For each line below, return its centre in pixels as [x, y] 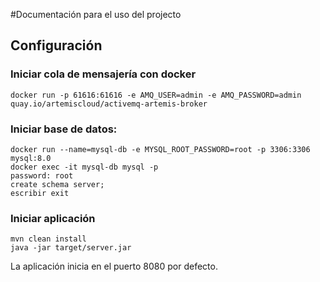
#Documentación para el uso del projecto [96, 14]
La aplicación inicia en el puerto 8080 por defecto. [114, 266]
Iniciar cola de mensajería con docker [103, 74]
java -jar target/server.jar [71, 248]
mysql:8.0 [31, 158]
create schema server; [57, 184]
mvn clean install [48, 239]
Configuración [56, 45]
